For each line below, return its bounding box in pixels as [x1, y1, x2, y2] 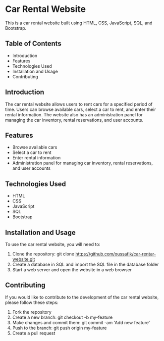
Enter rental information [12, 155, 61, 161]
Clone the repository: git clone [12, 251, 74, 257]
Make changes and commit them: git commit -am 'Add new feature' [12, 319, 150, 325]
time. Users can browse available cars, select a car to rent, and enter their [5, 106, 156, 112]
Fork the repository [12, 309, 52, 315]
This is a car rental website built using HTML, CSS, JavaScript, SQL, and [5, 20, 153, 26]
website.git [12, 256, 35, 262]
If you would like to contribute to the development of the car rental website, [5, 294, 159, 300]
